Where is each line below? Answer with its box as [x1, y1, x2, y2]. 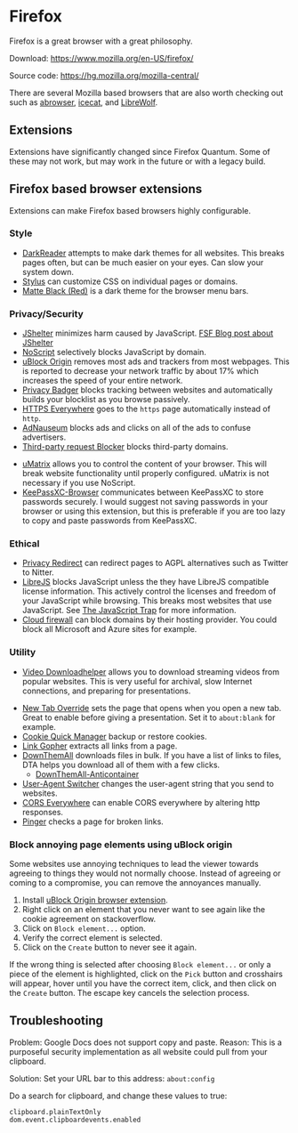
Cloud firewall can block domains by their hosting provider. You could [21, 614, 278, 625]
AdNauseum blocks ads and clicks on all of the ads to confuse [21, 423, 252, 433]
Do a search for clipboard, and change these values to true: [9, 1090, 228, 1101]
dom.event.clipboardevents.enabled [9, 1115, 141, 1124]
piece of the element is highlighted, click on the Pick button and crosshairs [9, 968, 283, 980]
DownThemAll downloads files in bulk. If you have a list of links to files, [21, 749, 282, 760]
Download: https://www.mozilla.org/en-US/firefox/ [9, 53, 194, 63]
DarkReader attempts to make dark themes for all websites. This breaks [21, 247, 285, 258]
